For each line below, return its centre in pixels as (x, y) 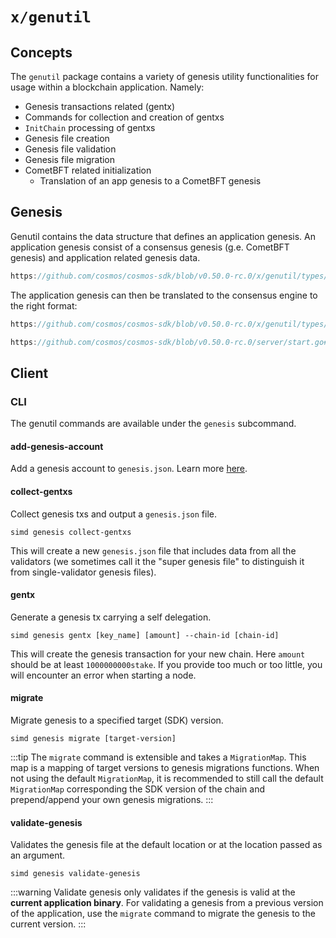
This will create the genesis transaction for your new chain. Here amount (158, 654)
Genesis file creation (67, 138)
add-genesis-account (57, 446)
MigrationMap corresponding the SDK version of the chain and (138, 789)
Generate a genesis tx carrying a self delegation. (111, 617)
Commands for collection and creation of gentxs (124, 117)
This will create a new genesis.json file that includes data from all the (153, 550)
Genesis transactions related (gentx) (100, 106)
